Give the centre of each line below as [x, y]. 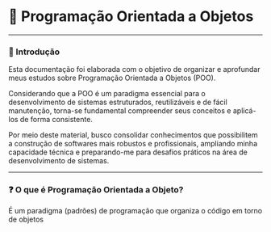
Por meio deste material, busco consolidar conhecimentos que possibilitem [133, 135]
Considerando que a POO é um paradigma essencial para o [107, 94]
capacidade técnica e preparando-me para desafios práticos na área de [128, 152]
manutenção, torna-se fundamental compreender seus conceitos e [120, 111]
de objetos [26, 219]
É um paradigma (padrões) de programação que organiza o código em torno [135, 210]
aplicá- [244, 111]
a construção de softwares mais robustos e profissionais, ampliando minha [133, 144]
